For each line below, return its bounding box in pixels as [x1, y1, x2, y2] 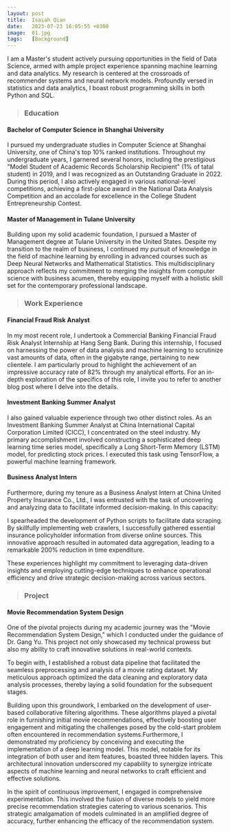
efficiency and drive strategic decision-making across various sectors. [7, 573, 207, 582]
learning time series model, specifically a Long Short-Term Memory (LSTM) [7, 442, 221, 451]
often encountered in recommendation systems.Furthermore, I [7, 731, 183, 739]
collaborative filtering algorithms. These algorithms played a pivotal [26, 709, 217, 717]
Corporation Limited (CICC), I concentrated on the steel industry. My [7, 428, 200, 436]
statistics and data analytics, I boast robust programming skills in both [7, 84, 205, 92]
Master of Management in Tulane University [7, 215, 135, 223]
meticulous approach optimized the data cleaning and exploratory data [7, 673, 208, 682]
